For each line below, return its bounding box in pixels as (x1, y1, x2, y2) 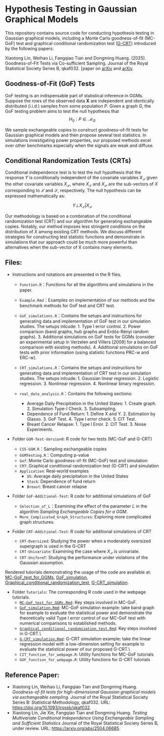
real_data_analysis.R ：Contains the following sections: (19, 390, 133, 397)
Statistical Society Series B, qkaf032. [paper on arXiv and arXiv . (5, 65, 134, 71)
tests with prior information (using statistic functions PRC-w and (19, 349, 149, 355)
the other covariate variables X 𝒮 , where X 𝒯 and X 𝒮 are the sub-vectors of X (5, 181, 158, 188)
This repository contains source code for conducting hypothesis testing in (5, 30, 154, 36)
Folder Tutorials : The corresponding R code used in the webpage (12, 589, 146, 595)
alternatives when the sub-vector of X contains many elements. (5, 244, 133, 250)
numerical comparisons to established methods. (19, 620, 117, 626)
